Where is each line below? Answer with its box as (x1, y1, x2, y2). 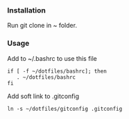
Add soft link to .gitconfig (7, 92, 80, 100)
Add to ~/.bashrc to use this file (7, 54, 97, 62)
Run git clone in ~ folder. (7, 21, 78, 30)
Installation (7, 6, 46, 15)
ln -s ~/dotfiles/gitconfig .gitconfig (7, 105, 123, 112)
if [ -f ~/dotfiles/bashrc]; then (7, 68, 108, 75)
